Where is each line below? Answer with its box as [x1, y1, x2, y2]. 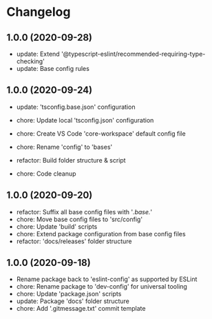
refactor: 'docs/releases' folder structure [16, 237, 132, 245]
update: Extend [16, 50, 60, 58]
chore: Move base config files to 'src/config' [16, 215, 142, 223]
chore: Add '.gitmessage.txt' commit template [16, 305, 146, 313]
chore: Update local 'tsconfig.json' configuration [16, 116, 154, 124]
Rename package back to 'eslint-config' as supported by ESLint [16, 275, 198, 283]
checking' [16, 57, 45, 65]
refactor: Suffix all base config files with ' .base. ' [16, 207, 153, 216]
